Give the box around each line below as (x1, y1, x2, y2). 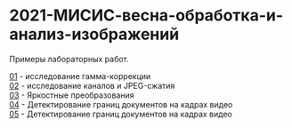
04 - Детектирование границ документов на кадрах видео (9, 99, 233, 109)
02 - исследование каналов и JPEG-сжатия (9, 80, 175, 91)
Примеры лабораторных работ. (9, 53, 129, 64)
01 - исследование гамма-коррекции (9, 70, 151, 81)
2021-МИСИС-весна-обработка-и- (9, 5, 284, 26)
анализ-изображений (9, 24, 180, 44)
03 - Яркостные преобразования (9, 90, 135, 100)
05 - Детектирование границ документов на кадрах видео (9, 108, 233, 119)
